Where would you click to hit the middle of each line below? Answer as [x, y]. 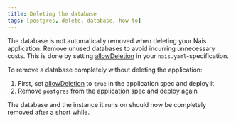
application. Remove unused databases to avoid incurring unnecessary [111, 48]
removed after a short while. [49, 112]
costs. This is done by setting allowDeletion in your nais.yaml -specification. [118, 56]
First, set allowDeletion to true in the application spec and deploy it [116, 83]
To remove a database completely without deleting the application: [105, 70]
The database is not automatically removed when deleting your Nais [107, 40]
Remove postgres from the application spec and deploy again [107, 91]
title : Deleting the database [52, 14]
